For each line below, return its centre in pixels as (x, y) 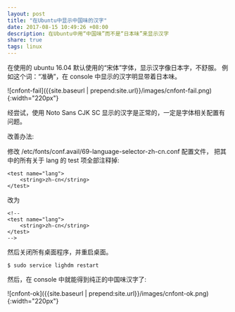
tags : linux (25, 47)
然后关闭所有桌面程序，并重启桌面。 (60, 252)
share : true (25, 40)
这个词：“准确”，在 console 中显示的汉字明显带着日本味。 (97, 76)
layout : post (26, 14)
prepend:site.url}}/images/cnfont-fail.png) (151, 90)
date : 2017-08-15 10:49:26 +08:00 (58, 27)
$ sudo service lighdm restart (53, 265)
